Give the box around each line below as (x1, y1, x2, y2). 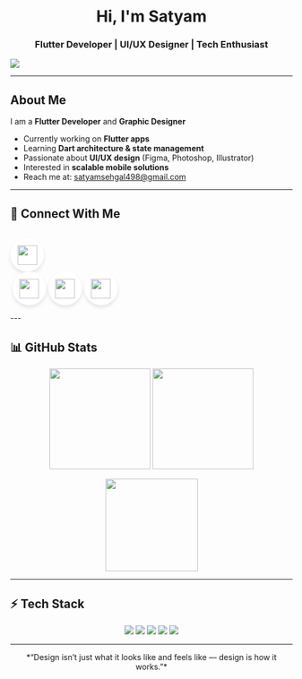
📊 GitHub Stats (10, 339, 98, 355)
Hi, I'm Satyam (96, 6, 207, 27)
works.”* (134, 661, 168, 672)
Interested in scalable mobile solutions (22, 162, 169, 173)
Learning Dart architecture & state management (22, 143, 204, 154)
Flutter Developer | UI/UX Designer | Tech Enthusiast (34, 39, 269, 51)
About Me (10, 92, 66, 107)
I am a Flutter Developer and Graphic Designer (10, 116, 186, 127)
